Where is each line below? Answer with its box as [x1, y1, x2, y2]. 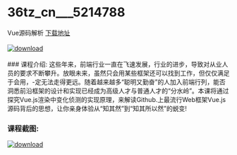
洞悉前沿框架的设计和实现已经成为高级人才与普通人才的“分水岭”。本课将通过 [7, 86, 229, 95]
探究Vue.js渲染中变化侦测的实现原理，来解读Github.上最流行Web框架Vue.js [7, 95, 226, 103]
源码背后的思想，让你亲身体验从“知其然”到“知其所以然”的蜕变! [7, 104, 187, 113]
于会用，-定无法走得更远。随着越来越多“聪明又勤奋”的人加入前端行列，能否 [7, 77, 226, 86]
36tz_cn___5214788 [7, 4, 126, 21]
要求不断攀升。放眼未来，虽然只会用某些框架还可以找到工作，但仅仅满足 [19, 69, 230, 77]
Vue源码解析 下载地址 [7, 28, 71, 37]
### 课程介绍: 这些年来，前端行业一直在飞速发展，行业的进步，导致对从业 [7, 59, 222, 68]
